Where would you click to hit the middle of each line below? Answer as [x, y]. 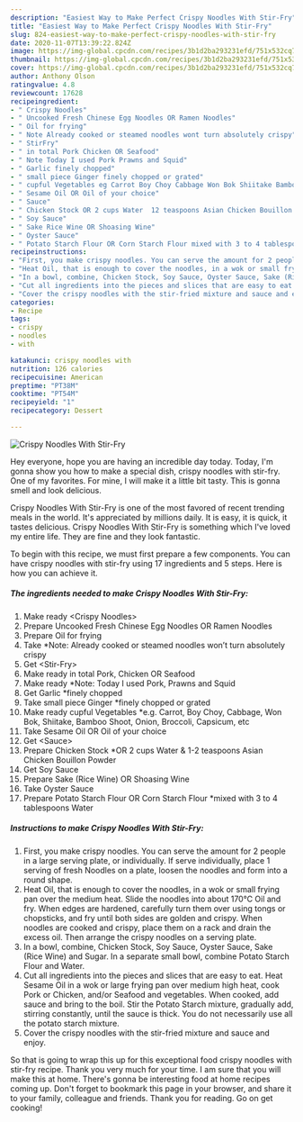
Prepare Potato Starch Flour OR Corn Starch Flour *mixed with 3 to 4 [150, 798]
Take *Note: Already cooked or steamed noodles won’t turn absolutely [154, 645]
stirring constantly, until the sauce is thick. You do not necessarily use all [158, 1013]
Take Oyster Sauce [58, 788]
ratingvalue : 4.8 [43, 85]
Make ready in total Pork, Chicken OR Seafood [109, 674]
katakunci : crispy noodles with [71, 360]
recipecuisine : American [57, 377]
